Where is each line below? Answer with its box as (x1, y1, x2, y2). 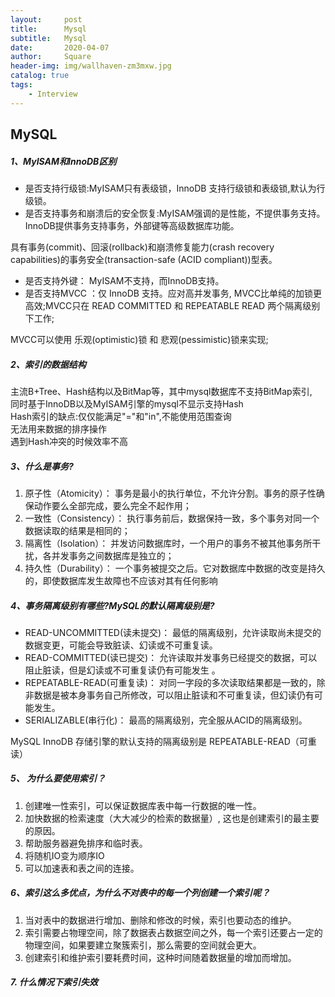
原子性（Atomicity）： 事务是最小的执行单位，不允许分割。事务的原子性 (24, 487, 317, 499)
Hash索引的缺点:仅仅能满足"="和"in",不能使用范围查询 (10, 410, 232, 422)
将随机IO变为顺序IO (24, 849, 105, 861)
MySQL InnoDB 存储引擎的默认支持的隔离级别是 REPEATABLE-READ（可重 (10, 735, 317, 747)
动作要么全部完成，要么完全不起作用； (33, 499, 192, 511)
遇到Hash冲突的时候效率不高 (10, 435, 128, 447)
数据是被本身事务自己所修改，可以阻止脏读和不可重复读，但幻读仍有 (33, 689, 315, 701)
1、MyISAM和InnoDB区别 (10, 155, 117, 167)
